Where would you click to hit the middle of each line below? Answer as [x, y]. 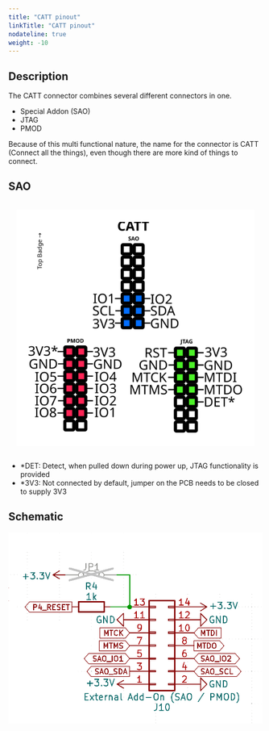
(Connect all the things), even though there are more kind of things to [123, 152]
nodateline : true [37, 34]
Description [38, 76]
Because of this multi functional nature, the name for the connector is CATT [134, 144]
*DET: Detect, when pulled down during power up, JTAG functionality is [139, 466]
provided [35, 474]
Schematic [36, 517]
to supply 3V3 [43, 491]
